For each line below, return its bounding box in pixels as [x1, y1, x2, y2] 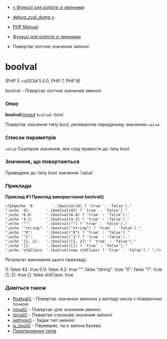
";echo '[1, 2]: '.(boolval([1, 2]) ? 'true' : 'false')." [5, 239, 137, 244]
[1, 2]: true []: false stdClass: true [5, 272, 74, 278]
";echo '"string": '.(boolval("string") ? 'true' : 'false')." [5, 226, 141, 231]
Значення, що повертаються [5, 158, 80, 165]
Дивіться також [5, 284, 46, 292]
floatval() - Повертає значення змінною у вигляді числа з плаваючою [12, 296, 162, 302]
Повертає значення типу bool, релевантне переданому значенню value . [5, 121, 161, 128]
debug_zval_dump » [12, 14, 54, 20]
